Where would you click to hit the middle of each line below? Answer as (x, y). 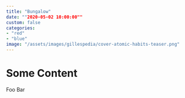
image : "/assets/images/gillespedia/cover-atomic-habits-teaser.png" (93, 45)
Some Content (42, 73)
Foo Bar (16, 89)
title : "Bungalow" (28, 11)
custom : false (23, 22)
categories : (21, 28)
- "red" (16, 33)
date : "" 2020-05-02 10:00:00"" (44, 17)
